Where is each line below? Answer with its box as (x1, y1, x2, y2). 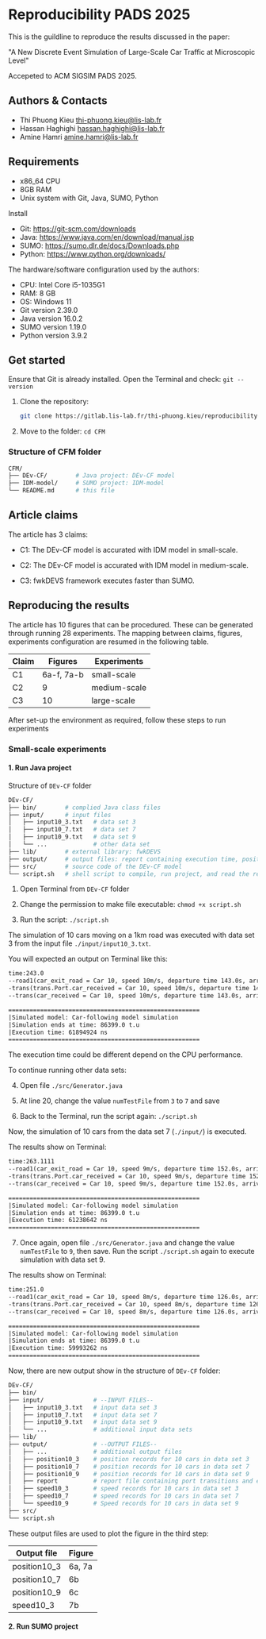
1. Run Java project (8, 763, 72, 773)
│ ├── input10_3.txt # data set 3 (8, 818, 136, 827)
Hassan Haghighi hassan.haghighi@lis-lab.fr (19, 123, 165, 133)
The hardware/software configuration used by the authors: (8, 264, 199, 274)
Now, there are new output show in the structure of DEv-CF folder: (8, 1366, 221, 1375)
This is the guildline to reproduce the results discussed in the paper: (8, 32, 230, 41)
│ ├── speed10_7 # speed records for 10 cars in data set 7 (8, 1492, 239, 1500)
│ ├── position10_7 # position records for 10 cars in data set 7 (8, 1463, 249, 1471)
